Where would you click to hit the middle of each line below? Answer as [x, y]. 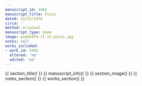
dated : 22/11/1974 [24, 19]
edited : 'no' [23, 60]
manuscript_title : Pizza [30, 14]
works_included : [22, 46]
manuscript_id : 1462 [26, 10]
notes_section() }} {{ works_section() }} [45, 79]
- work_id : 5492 [22, 50]
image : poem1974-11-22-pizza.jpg [39, 37]
